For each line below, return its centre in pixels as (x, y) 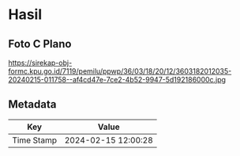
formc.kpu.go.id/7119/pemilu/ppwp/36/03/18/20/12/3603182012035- (120, 71)
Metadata (32, 105)
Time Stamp (35, 140)
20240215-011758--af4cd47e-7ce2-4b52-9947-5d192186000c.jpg (117, 80)
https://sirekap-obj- (40, 63)
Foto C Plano (40, 44)
